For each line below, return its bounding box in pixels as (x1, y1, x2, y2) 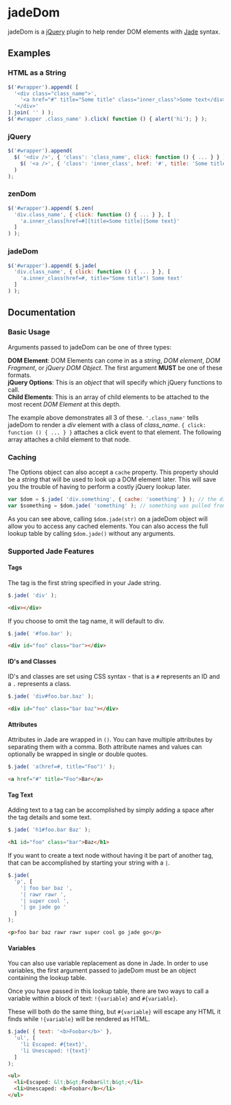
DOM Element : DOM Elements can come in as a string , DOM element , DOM (8, 356, 221, 365)
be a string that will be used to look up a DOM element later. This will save (8, 475, 217, 483)
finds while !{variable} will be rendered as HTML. (8, 1015, 150, 1023)
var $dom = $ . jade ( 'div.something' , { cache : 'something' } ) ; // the (8, 496, 217, 503)
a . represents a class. (8, 680, 71, 688)
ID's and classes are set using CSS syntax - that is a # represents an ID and (8, 672, 220, 681)
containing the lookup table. (8, 974, 87, 982)
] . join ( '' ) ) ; (8, 109, 54, 116)
